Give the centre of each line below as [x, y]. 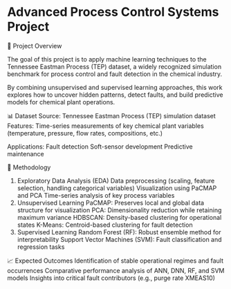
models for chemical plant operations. [61, 102]
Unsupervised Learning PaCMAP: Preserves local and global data [111, 203]
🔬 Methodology [29, 167]
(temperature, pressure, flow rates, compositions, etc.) [85, 133]
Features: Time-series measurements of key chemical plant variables [105, 126]
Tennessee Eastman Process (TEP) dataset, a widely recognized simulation [114, 66]
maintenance [26, 153]
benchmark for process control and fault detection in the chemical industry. [115, 74]
